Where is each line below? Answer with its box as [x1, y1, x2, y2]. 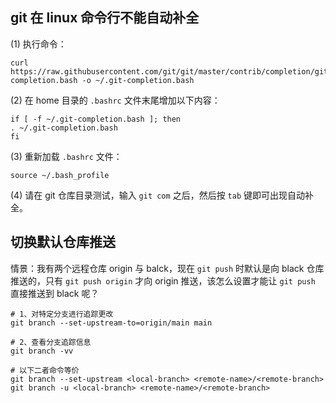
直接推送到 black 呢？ [10, 287, 100, 299]
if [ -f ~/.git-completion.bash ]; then [10, 114, 182, 124]
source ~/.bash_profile [10, 170, 110, 180]
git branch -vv [10, 346, 74, 356]
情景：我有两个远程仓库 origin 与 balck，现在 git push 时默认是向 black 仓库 [10, 262, 325, 274]
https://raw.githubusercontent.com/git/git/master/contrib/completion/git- [10, 66, 333, 77]
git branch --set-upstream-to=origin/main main [10, 318, 213, 328]
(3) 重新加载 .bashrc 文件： [10, 150, 123, 162]
